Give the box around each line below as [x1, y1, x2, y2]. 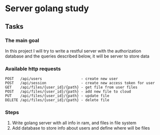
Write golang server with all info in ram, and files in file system [12, 120, 137, 126]
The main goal [5, 37, 40, 44]
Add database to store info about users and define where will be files [12, 125, 150, 131]
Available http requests [5, 65, 61, 72]
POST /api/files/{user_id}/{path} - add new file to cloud [5, 89, 131, 94]
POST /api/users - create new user [5, 77, 118, 81]
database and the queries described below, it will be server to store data [5, 53, 149, 59]
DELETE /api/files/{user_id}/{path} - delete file [5, 98, 110, 103]
